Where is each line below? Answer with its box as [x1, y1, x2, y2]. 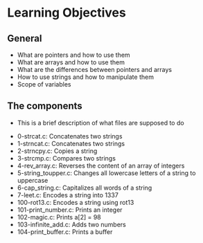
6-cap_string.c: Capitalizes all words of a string [17, 183, 152, 192]
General [7, 33, 43, 44]
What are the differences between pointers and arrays [17, 66, 172, 73]
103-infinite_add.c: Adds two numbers [17, 220, 126, 228]
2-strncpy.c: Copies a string [17, 147, 98, 155]
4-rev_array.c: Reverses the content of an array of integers [17, 161, 185, 170]
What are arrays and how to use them [17, 58, 125, 66]
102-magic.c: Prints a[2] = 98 [17, 213, 102, 221]
